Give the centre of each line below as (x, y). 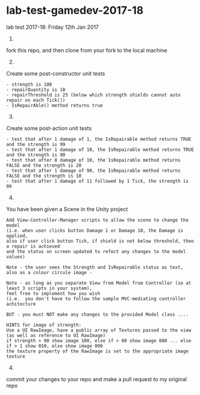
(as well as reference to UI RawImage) (56, 335)
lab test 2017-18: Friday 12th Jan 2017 (52, 27)
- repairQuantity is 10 (36, 90)
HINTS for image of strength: (44, 325)
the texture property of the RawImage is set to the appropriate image (97, 351)
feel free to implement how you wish (53, 293)
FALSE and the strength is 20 (44, 165)
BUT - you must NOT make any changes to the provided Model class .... (97, 314)
